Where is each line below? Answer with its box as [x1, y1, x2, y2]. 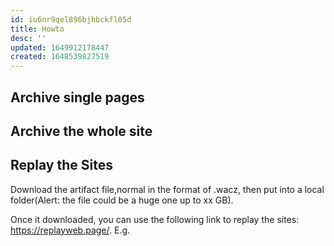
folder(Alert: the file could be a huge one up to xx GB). [10, 194, 234, 206]
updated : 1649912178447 [10, 42, 110, 53]
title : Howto [10, 24, 65, 34]
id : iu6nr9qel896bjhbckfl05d [10, 14, 132, 25]
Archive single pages [10, 89, 145, 106]
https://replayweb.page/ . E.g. [10, 224, 131, 236]
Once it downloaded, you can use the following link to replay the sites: [10, 213, 300, 225]
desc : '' [10, 33, 47, 43]
